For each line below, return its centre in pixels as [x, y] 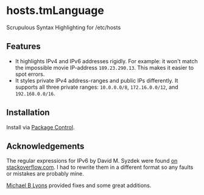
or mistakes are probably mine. [45, 174]
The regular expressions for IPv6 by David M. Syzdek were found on [92, 161]
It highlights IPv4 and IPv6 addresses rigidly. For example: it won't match [106, 61]
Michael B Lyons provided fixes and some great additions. [79, 185]
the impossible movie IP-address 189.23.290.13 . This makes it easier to [104, 67]
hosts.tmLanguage [55, 11]
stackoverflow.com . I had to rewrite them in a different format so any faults [100, 167]
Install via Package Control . [40, 127]
